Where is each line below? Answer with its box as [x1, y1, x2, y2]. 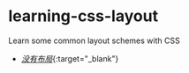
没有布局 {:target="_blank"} [20, 53, 119, 63]
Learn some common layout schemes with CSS [8, 35, 180, 46]
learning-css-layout [8, 6, 159, 26]
